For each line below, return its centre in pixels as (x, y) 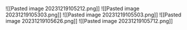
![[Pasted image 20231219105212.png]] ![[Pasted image (72, 9)
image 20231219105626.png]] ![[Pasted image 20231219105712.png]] (89, 21)
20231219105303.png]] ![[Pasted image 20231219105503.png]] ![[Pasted (93, 15)
